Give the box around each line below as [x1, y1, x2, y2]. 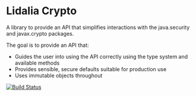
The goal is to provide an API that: [6, 41, 89, 49]
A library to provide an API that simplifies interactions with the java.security [6, 24, 190, 31]
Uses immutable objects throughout [14, 72, 103, 79]
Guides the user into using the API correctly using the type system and [14, 53, 188, 60]
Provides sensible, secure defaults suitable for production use [14, 65, 167, 72]
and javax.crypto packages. [6, 30, 74, 37]
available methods [14, 59, 60, 66]
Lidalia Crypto [6, 4, 77, 18]
